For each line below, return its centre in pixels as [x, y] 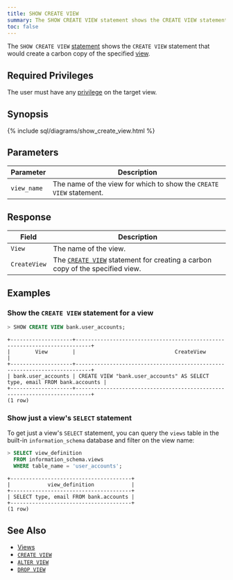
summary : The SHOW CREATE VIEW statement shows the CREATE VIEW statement [118, 20]
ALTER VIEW [33, 562]
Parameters [33, 152]
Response [29, 217]
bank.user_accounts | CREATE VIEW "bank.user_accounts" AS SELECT [111, 376]
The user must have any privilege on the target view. [82, 92]
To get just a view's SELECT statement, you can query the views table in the [113, 433]
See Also [27, 530]
